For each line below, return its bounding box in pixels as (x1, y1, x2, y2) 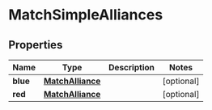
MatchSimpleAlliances (8, 6, 163, 24)
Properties (8, 38, 63, 52)
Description (108, 62, 155, 73)
